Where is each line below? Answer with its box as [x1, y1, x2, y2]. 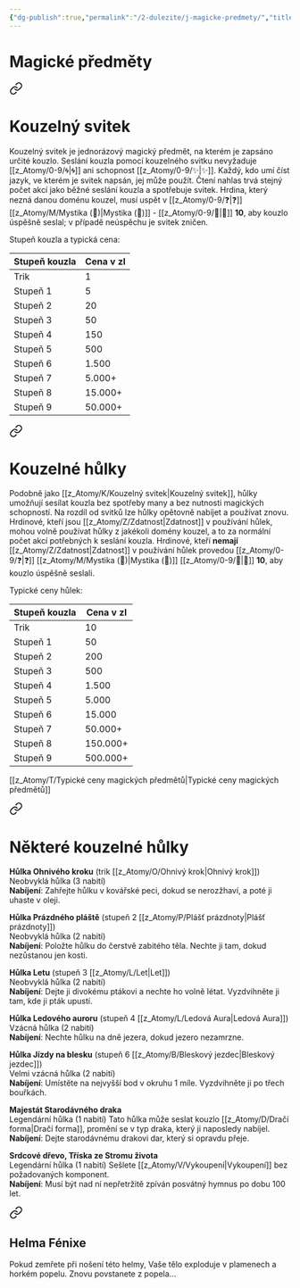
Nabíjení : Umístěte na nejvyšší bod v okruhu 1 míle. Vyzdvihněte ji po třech [9, 1077, 285, 1089]
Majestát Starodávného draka [9, 1104, 122, 1116]
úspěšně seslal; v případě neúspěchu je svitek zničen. [9, 216, 208, 228]
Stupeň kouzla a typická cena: [9, 234, 121, 245]
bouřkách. [9, 1087, 47, 1098]
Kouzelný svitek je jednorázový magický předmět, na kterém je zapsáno [9, 145, 274, 156]
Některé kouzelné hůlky [9, 836, 189, 857]
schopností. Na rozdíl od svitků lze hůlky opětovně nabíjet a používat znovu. [9, 507, 289, 518]
